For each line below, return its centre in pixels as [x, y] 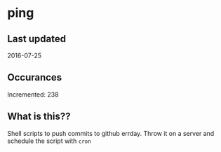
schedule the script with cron [49, 141]
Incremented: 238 [33, 94]
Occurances [35, 77]
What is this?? [39, 117]
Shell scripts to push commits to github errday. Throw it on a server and [111, 133]
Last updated [37, 39]
